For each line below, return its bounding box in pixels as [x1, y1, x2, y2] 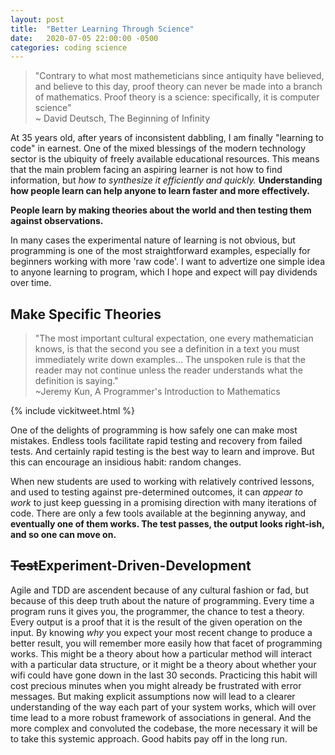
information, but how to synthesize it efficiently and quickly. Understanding [10, 174, 323, 186]
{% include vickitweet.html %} [10, 405, 136, 417]
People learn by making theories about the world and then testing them [10, 204, 312, 216]
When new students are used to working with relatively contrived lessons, [10, 476, 315, 488]
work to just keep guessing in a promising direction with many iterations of [10, 497, 317, 509]
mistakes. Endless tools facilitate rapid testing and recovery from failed [10, 435, 303, 447]
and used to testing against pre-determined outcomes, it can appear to [10, 486, 303, 498]
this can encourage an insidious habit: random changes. [10, 456, 242, 468]
